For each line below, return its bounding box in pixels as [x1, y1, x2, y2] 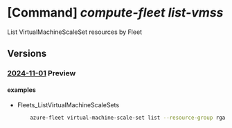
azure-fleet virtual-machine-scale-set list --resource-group [30, 114, 213, 122]
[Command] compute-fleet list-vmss [7, 5, 224, 21]
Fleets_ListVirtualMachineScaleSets [17, 101, 120, 109]
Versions [7, 48, 47, 60]
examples [7, 85, 36, 94]
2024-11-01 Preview [7, 68, 76, 78]
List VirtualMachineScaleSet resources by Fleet [7, 28, 143, 36]
